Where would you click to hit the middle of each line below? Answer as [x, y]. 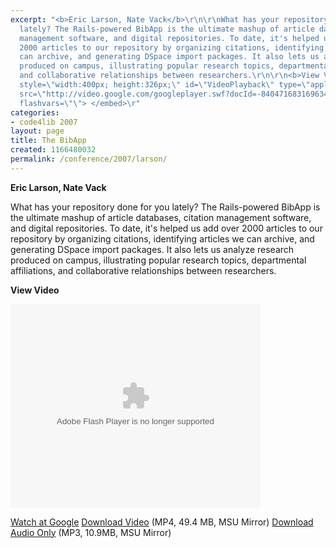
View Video [35, 290]
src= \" [33, 94]
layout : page [37, 131]
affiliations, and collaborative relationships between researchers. [143, 270]
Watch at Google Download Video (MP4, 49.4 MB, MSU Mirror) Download [162, 522]
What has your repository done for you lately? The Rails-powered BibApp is [165, 207]
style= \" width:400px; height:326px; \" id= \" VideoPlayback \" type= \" [165, 85]
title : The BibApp [48, 141]
